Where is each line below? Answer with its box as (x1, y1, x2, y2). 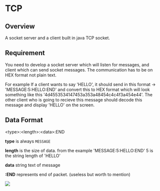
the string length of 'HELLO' (5, 153, 61, 159)
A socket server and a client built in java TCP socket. (5, 35, 110, 41)
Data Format (5, 116, 43, 124)
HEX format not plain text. (5, 72, 57, 78)
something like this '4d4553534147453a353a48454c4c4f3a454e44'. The (5, 91, 153, 97)
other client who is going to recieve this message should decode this (5, 97, 143, 103)
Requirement (5, 49, 45, 57)
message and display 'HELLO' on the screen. (5, 102, 95, 108)
